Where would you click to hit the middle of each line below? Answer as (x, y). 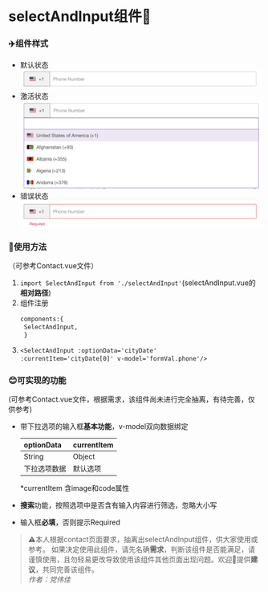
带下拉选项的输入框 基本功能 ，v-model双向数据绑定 (104, 427)
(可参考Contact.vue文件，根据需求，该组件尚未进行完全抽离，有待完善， (128, 399)
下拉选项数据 (45, 469)
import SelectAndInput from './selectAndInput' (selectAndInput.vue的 (138, 283)
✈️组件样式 (28, 43)
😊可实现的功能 (37, 380)
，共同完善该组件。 (67, 569)
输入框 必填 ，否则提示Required (70, 522)
